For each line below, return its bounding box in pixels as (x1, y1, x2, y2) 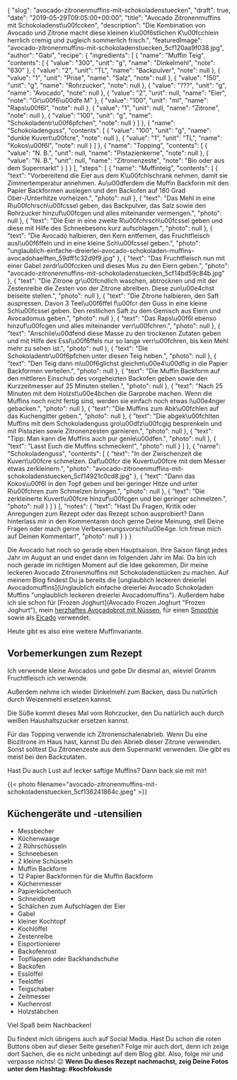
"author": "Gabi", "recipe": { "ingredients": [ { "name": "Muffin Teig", (7, 51, 206, 59)
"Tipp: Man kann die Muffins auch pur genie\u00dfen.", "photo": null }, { (7, 434, 216, 443)
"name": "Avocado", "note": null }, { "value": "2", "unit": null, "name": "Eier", (7, 88, 226, 97)
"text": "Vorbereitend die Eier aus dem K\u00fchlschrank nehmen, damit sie (7, 171, 228, 180)
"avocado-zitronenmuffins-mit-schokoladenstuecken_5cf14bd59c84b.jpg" (7, 269, 225, 277)
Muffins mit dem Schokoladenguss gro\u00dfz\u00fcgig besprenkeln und (7, 419, 222, 427)
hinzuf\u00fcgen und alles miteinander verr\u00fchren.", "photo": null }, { (7, 322, 221, 330)
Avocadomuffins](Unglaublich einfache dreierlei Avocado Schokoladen (7, 583, 214, 591)
